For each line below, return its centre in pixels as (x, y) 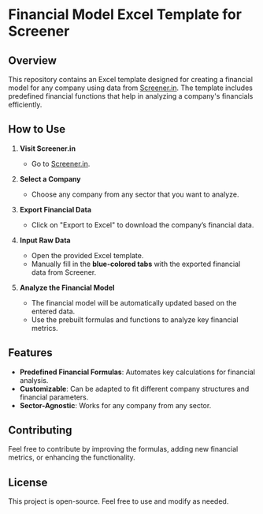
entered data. (53, 311)
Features (30, 353)
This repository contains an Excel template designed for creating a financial (131, 79)
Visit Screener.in (48, 148)
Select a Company (50, 178)
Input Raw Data (45, 240)
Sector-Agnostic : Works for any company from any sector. (115, 405)
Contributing (40, 431)
